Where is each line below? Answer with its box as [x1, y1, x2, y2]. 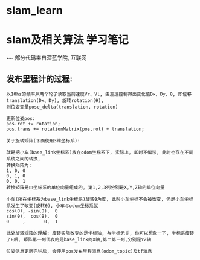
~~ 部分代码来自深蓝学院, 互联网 [6, 54, 87, 62]
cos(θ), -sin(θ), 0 [6, 208, 59, 214]
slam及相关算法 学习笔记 [6, 33, 129, 47]
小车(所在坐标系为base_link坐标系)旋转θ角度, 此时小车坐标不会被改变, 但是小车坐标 [6, 196, 194, 202]
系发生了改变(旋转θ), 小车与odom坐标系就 [6, 203, 98, 209]
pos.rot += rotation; [6, 121, 61, 127]
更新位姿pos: [6, 115, 36, 121]
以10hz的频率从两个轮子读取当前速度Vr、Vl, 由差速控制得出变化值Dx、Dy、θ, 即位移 [6, 91, 192, 97]
